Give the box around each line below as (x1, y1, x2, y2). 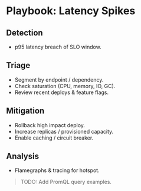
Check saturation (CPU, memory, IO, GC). (14, 82, 116, 89)
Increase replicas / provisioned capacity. (14, 128, 114, 135)
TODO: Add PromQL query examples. (20, 179, 112, 186)
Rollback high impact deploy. (14, 121, 86, 128)
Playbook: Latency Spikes (6, 4, 136, 18)
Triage (6, 60, 31, 70)
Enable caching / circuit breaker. (14, 134, 94, 141)
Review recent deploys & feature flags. (14, 89, 109, 96)
